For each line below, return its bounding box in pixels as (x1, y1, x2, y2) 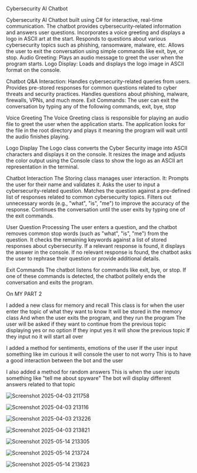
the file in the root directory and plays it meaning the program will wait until (6, 127, 188, 134)
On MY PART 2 (6, 290, 42, 297)
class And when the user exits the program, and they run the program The (6, 315, 186, 321)
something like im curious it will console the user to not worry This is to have (6, 350, 192, 358)
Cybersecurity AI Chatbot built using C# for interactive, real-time (6, 16, 163, 23)
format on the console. (6, 67, 61, 73)
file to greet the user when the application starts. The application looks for (6, 121, 186, 127)
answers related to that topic (6, 381, 75, 388)
